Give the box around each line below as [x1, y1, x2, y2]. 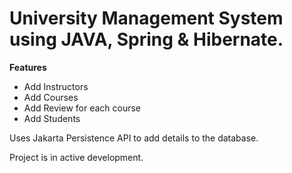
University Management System [9, 7, 284, 30]
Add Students [23, 112, 81, 124]
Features [9, 61, 47, 73]
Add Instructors [23, 80, 89, 92]
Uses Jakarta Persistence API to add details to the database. [9, 132, 259, 144]
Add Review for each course [23, 102, 142, 114]
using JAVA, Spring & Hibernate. [9, 28, 284, 51]
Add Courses [23, 91, 79, 103]
